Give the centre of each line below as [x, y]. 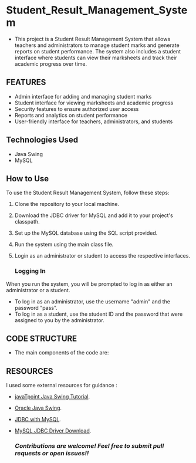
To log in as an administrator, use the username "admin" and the [92, 301]
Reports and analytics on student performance [71, 115]
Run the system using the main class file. [64, 245]
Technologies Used [42, 140]
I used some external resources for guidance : [62, 386]
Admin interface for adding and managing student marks [83, 96]
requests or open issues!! [52, 454]
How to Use [28, 179]
